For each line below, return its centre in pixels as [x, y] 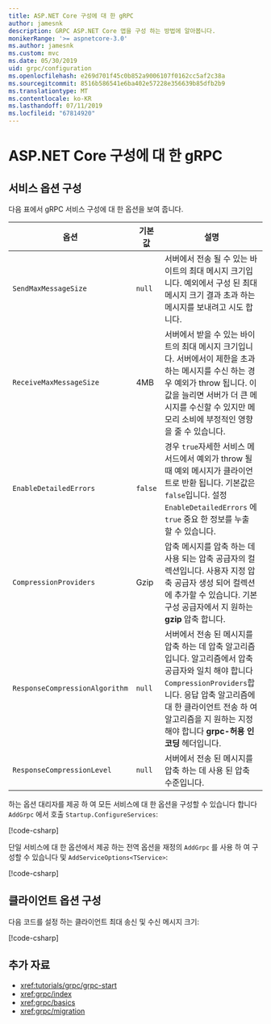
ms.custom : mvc [34, 53]
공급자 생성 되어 [203, 583]
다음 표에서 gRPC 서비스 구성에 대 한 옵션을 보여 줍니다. [96, 209]
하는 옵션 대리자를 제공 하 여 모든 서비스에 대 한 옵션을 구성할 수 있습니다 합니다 [133, 804]
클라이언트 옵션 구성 [55, 901]
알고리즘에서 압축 [222, 659]
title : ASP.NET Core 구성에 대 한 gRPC [71, 16]
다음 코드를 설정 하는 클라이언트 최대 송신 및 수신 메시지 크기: [104, 921]
